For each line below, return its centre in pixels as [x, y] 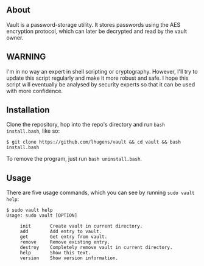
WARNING [26, 57]
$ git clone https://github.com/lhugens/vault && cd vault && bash [94, 142]
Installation [28, 110]
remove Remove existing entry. [65, 242]
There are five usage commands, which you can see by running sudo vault [100, 193]
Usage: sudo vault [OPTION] [42, 215]
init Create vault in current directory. [81, 226]
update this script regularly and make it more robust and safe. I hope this [97, 78]
